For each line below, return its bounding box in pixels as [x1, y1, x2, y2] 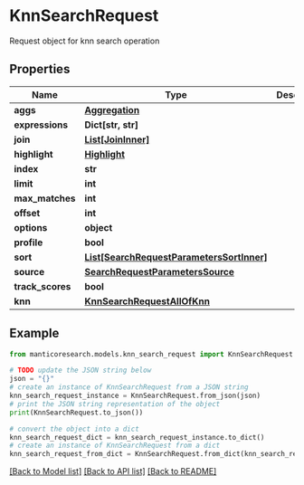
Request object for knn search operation [9, 35, 160, 46]
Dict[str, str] [84, 119, 138, 131]
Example [9, 326, 60, 341]
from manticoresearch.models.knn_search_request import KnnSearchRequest [9, 349, 294, 358]
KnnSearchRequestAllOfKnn [84, 295, 211, 308]
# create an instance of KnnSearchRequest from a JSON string [9, 383, 249, 392]
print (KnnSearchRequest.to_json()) [9, 408, 144, 417]
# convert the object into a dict [9, 424, 140, 433]
